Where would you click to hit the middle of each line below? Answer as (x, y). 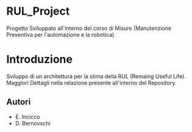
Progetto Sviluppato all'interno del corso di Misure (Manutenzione (89, 28)
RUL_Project (38, 11)
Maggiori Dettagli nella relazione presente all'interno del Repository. (91, 82)
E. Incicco (27, 117)
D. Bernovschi (33, 123)
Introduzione (40, 60)
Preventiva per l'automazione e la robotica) (60, 34)
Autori (19, 102)
